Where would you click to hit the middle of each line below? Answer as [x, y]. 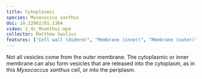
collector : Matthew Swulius [41, 34]
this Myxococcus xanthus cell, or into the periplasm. [71, 70]
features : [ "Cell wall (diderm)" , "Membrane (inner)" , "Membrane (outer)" [102, 40]
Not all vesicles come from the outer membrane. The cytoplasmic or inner [98, 57]
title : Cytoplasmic [31, 12]
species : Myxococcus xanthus [43, 17]
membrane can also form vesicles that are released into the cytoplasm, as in [101, 63]
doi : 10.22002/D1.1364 [35, 23]
